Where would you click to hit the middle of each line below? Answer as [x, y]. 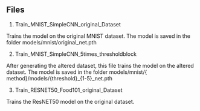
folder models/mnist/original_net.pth [51, 42]
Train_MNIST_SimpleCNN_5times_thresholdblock [76, 54]
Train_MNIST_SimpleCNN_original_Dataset [68, 24]
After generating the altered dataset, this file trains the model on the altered [100, 65]
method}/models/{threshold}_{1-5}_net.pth [60, 78]
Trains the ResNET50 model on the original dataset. [70, 101]
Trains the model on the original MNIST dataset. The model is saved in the [98, 36]
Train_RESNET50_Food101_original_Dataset [69, 90]
